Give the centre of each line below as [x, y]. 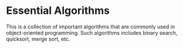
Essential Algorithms [58, 11]
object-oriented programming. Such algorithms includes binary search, [92, 32]
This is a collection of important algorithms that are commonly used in [90, 27]
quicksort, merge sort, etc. [38, 39]
